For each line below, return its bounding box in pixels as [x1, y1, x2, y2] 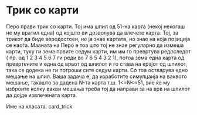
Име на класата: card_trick [6, 103, 73, 110]
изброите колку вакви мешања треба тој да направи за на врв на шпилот [6, 85, 191, 92]
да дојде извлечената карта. [6, 92, 77, 99]
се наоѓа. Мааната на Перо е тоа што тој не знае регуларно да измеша [6, 42, 184, 49]
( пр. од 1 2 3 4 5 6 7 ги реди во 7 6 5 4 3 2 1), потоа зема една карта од [6, 54, 185, 61]
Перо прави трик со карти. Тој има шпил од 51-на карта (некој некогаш [6, 23, 185, 30]
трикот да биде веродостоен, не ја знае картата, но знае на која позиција [6, 35, 191, 42]
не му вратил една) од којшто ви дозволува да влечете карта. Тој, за [6, 29, 179, 36]
